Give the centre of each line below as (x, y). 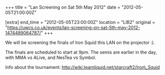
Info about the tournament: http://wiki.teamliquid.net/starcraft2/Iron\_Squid (82, 67)
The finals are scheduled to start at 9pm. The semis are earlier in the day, (81, 52)
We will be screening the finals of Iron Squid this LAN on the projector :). (80, 42)
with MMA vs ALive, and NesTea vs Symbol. (51, 57)
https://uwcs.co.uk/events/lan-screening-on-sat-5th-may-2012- (74, 27)
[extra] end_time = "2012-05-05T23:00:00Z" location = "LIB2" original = (80, 22)
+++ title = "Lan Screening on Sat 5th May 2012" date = (63, 7)
